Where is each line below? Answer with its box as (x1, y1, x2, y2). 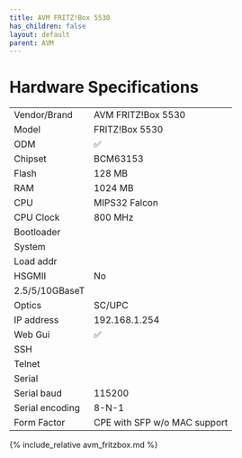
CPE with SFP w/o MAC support (93, 417, 229, 429)
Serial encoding (13, 402, 81, 415)
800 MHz (93, 211, 134, 224)
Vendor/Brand (13, 109, 74, 122)
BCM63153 (93, 152, 144, 165)
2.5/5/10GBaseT (13, 285, 85, 298)
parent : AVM (9, 38, 54, 48)
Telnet (13, 358, 40, 371)
